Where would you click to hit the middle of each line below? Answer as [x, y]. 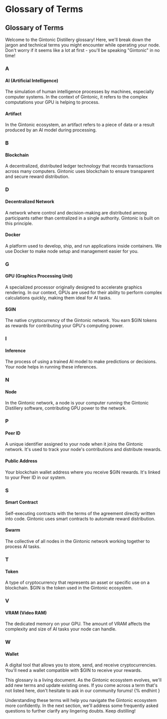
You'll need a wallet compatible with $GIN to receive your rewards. [74, 670]
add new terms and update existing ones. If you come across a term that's [82, 685]
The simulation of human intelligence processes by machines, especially [80, 91]
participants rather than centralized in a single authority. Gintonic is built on [82, 218]
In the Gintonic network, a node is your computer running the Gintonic [77, 403]
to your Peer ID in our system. [36, 477]
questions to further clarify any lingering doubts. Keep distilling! [71, 711]
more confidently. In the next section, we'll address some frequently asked [82, 705]
